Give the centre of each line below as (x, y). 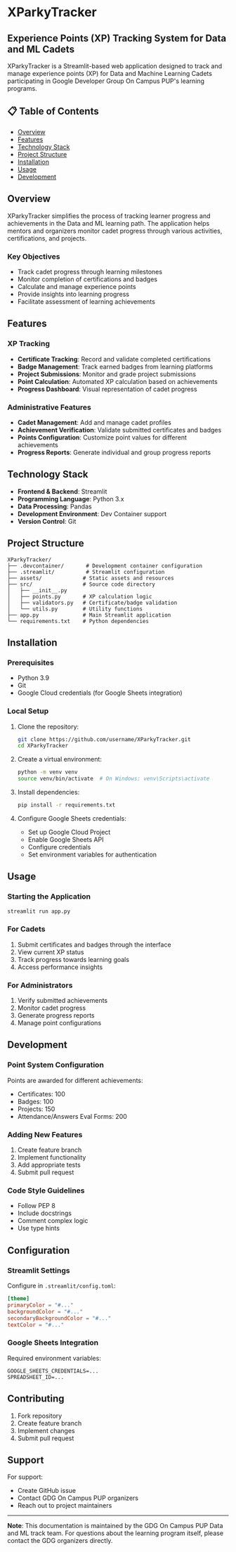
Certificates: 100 (41, 1094)
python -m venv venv (47, 772)
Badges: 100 (35, 1101)
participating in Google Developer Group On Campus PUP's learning (106, 81)
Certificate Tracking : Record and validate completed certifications (114, 359)
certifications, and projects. (47, 238)
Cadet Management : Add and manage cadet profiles (94, 422)
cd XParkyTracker (43, 746)
